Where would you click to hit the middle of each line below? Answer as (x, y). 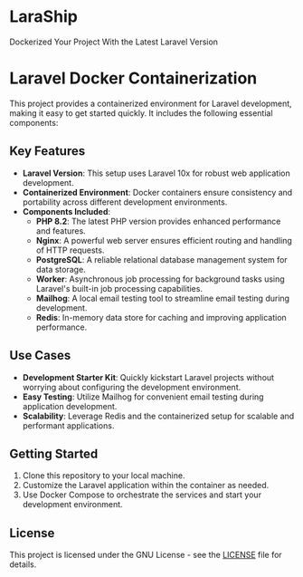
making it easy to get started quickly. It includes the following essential (141, 113)
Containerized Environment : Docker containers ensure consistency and (157, 192)
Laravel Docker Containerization (133, 78)
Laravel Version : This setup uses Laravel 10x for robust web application (156, 173)
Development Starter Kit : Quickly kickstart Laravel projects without (148, 377)
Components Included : (66, 211)
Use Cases (40, 356)
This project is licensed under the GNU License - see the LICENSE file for (146, 555)
